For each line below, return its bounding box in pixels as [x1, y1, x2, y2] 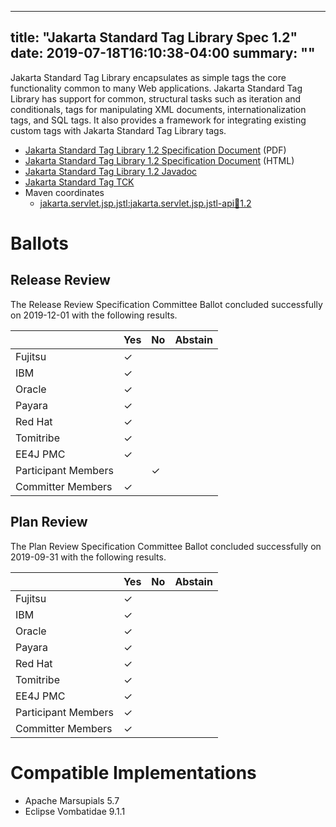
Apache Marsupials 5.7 [24, 794, 120, 806]
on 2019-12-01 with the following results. [10, 309, 178, 321]
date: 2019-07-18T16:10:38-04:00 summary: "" [10, 45, 316, 62]
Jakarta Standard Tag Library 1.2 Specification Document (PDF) [24, 144, 287, 156]
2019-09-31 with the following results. [10, 551, 167, 563]
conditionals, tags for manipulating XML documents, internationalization [10, 103, 307, 115]
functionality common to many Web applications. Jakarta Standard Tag [10, 82, 303, 94]
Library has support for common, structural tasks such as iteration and [10, 92, 302, 105]
